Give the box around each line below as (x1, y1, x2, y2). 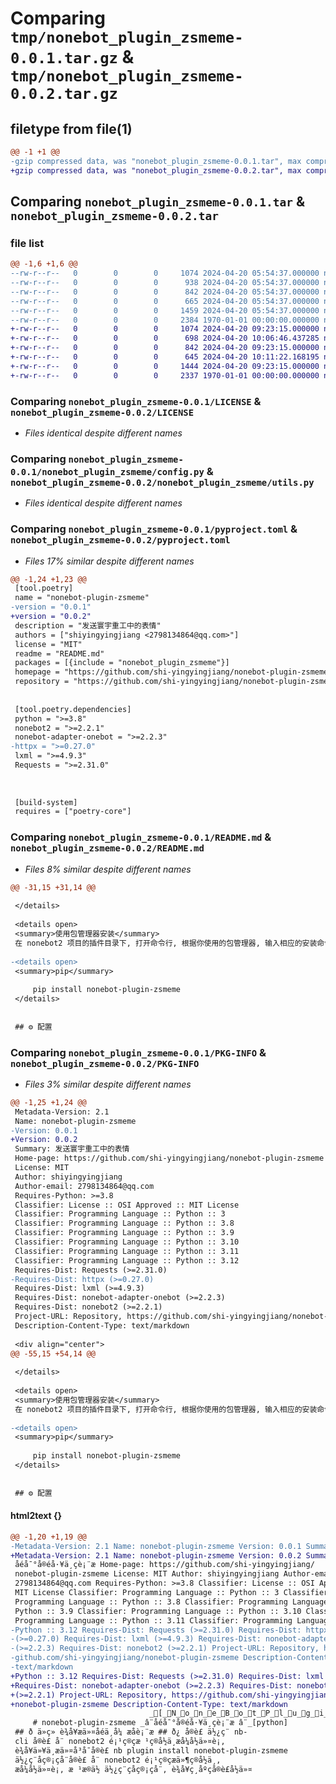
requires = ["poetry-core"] (14, 807, 132, 817)
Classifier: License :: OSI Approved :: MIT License (14, 1200, 240, 1210)
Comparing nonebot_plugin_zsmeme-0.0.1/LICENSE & (10, 394, 262, 408)
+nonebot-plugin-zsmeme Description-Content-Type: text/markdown (10, 1699, 288, 1709)
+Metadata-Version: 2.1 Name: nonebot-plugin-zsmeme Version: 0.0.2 (10, 1550, 302, 1561)
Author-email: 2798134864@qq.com (14, 1181, 155, 1191)
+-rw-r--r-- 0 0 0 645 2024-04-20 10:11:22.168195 (10, 352, 320, 362)
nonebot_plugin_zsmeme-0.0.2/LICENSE (10, 407, 195, 418)
